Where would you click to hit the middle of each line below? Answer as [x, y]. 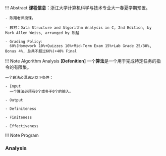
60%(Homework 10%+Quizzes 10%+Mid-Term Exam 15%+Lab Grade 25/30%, [81, 46]
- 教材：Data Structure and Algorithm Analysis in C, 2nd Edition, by [79, 28]
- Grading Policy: [24, 42]
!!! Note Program [22, 135]
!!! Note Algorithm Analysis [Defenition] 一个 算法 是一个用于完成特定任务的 [81, 61]
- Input [13, 86]
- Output [14, 100]
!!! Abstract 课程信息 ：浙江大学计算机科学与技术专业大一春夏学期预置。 [78, 8]
